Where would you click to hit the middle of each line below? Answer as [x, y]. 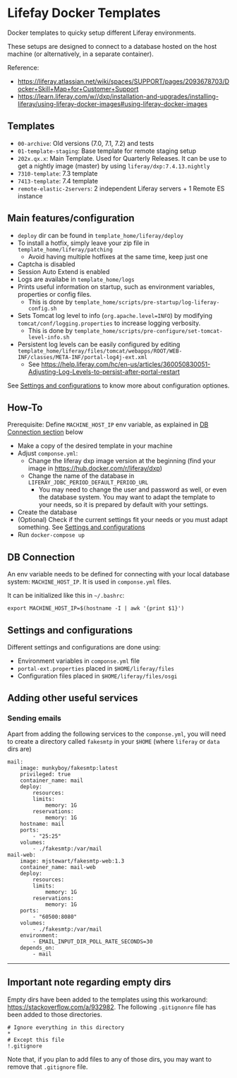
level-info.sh [49, 337]
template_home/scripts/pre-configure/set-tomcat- [148, 331]
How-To [25, 408]
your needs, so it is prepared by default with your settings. [123, 505]
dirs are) [19, 749]
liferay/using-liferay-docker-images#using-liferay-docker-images [113, 103]
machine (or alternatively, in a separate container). [80, 54]
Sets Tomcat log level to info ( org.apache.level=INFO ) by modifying [115, 315]
